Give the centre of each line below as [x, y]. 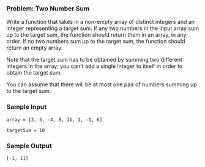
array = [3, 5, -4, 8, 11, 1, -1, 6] [54, 120]
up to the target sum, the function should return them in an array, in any [96, 35]
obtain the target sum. [34, 73]
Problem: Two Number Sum [48, 9]
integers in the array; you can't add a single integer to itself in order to [95, 66]
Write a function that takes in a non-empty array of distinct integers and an [100, 22]
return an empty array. [35, 48]
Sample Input [27, 107]
